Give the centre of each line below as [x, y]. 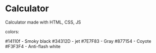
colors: [12, 31]
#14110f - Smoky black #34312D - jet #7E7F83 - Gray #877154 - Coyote [78, 41]
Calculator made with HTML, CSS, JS [43, 22]
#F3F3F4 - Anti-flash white [33, 46]
